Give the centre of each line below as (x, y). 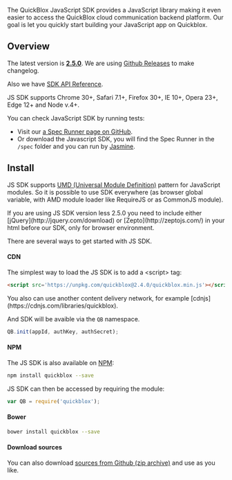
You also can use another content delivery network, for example (98, 298)
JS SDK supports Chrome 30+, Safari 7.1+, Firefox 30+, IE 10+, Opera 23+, (113, 97)
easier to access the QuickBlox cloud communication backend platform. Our (116, 17)
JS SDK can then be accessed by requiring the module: (86, 389)
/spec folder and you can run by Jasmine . (76, 146)
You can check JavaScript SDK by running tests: (76, 118)
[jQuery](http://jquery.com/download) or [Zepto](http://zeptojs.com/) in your (116, 220)
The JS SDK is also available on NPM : (61, 362)
